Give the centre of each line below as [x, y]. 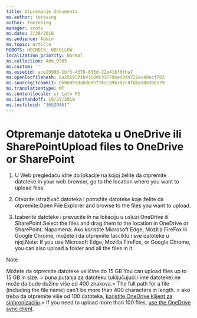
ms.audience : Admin [30, 39]
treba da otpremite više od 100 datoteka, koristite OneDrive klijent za [89, 296]
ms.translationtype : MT [35, 88]
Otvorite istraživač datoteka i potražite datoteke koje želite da [89, 199]
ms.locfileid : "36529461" [38, 105]
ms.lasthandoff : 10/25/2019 [41, 99]
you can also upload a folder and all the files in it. [74, 248]
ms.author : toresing [32, 17]
